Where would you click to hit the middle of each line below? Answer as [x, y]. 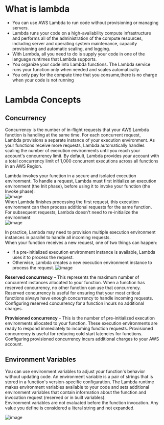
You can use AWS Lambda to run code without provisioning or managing [85, 23]
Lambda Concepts [43, 100]
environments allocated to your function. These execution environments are [82, 323]
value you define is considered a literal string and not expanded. [70, 408]
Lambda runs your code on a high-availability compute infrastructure [82, 33]
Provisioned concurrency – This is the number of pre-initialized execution [80, 318]
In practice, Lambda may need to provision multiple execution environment [80, 232]
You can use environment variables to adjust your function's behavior [75, 371]
